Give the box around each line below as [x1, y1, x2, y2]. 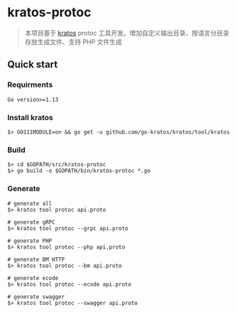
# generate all [7, 200, 53, 207]
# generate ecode [7, 274, 59, 281]
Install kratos [7, 112, 53, 122]
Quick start [7, 58, 58, 71]
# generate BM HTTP [7, 256, 65, 263]
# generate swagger [7, 293, 65, 301]
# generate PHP [7, 237, 53, 244]
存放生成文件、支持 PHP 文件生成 [24, 37, 122, 46]
